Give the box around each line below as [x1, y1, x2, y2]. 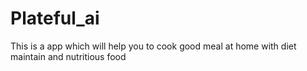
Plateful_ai [10, 7, 100, 30]
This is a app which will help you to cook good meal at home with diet [10, 40, 297, 52]
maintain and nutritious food [10, 50, 127, 62]
